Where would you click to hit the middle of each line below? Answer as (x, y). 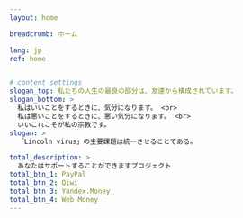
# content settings (46, 83)
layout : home (34, 18)
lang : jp (26, 50)
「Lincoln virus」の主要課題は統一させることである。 (107, 141)
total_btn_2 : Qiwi (44, 183)
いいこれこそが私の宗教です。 (64, 124)
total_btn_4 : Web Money (54, 199)
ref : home (28, 59)
